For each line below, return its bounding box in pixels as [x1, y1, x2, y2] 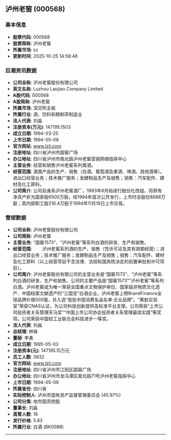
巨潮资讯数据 [5, 67, 37, 74]
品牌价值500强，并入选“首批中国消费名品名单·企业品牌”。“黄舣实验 [17, 297, 158, 303]
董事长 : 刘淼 [12, 405, 38, 411]
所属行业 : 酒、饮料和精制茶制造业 [12, 111, 82, 117]
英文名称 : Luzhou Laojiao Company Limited [12, 85, 103, 92]
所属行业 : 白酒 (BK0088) [12, 424, 64, 430]
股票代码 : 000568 [12, 34, 50, 40]
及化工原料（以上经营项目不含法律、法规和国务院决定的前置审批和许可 [12, 258, 160, 265]
